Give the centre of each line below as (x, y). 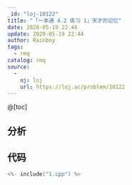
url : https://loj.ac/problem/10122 (73, 87)
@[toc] (17, 107)
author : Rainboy (31, 41)
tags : (15, 47)
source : (19, 67)
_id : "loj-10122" (33, 14)
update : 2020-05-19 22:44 (45, 34)
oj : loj (31, 80)
